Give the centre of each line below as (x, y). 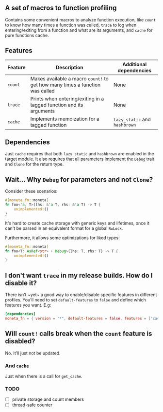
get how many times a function (65, 85)
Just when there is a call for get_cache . (44, 376)
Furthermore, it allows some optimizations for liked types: (62, 238)
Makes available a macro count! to (70, 78)
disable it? (21, 283)
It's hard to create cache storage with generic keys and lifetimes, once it (77, 223)
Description (69, 67)
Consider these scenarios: (31, 191)
